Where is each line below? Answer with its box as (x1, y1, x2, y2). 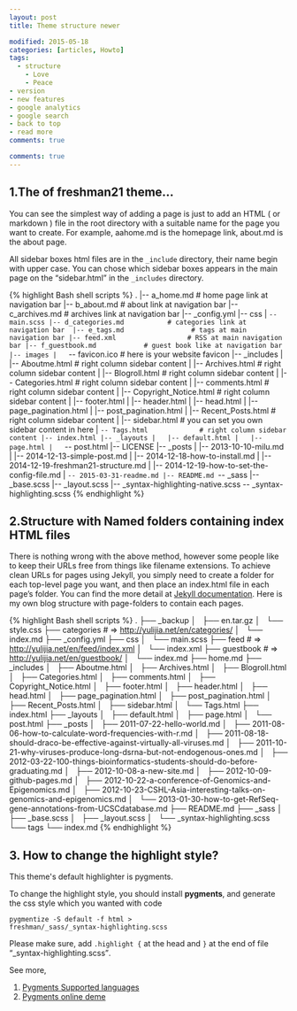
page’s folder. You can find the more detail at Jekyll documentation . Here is (9, 589, 283, 599)
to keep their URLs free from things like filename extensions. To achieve (9, 560, 271, 571)
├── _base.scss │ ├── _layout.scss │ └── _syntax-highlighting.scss (9, 813, 270, 823)
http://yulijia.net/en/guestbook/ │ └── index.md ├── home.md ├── (9, 652, 263, 664)
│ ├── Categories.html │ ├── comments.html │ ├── (9, 672, 217, 683)
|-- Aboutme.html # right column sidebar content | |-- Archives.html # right (9, 358, 281, 368)
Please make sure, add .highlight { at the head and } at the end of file (9, 938, 270, 949)
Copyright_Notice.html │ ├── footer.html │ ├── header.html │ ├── (9, 681, 268, 691)
